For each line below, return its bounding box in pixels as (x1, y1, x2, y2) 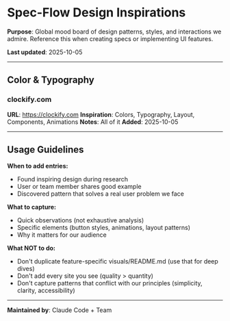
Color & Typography (7, 74, 94, 86)
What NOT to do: (7, 244, 56, 253)
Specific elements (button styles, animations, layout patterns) (16, 224, 190, 232)
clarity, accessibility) (16, 286, 75, 295)
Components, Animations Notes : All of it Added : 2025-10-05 (7, 118, 179, 126)
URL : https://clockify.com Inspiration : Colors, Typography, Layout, (7, 110, 195, 118)
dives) (16, 265, 36, 273)
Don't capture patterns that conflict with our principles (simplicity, (16, 279, 203, 287)
